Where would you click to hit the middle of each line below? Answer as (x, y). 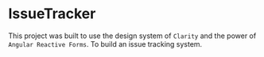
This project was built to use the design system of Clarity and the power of (132, 36)
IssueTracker (52, 14)
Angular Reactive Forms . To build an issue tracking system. (105, 44)
